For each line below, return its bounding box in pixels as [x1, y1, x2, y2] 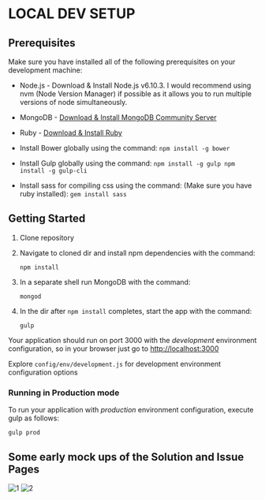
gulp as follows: [8, 413, 59, 423]
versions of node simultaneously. [19, 98, 128, 106]
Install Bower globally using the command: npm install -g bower [19, 144, 230, 152]
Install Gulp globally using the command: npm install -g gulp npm [19, 159, 235, 168]
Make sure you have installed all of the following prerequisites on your [8, 57, 236, 66]
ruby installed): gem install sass [19, 189, 128, 198]
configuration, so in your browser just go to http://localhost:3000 [8, 344, 219, 353]
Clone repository [19, 233, 75, 242]
